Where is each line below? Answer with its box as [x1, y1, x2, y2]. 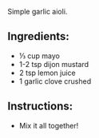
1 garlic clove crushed [18, 76, 92, 86]
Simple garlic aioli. [7, 7, 68, 16]
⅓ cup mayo [18, 51, 61, 61]
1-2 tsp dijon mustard [18, 59, 89, 69]
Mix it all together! [18, 120, 79, 130]
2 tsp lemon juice [18, 68, 77, 77]
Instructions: [7, 100, 73, 113]
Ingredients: [7, 30, 69, 43]
